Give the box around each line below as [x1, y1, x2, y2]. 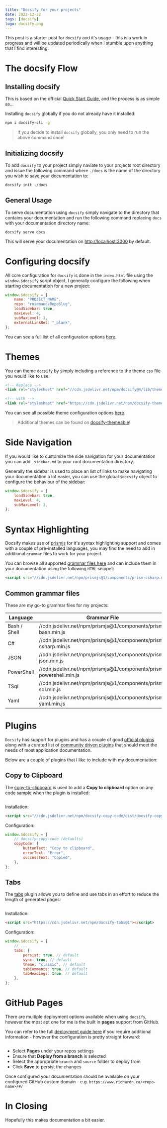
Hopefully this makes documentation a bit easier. [5, 1117, 105, 1123]
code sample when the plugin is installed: [5, 790, 90, 796]
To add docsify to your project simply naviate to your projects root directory [5, 162, 161, 168]
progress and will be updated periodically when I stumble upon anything [5, 40, 153, 46]
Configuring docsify [5, 256, 90, 267]
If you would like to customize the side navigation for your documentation [5, 453, 156, 459]
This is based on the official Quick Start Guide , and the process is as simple [5, 96, 160, 102]
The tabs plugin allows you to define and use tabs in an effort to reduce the [5, 891, 159, 897]
